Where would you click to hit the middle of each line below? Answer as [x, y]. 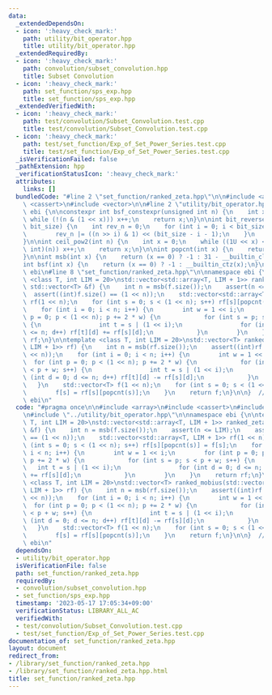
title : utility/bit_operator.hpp [79, 46]
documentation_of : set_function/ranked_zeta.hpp [92, 641]
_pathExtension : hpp [50, 167]
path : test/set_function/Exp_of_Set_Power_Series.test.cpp [125, 144]
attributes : [36, 182]
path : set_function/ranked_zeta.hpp [77, 573]
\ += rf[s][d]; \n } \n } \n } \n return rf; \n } [143, 475]
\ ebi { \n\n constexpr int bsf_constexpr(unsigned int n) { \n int [141, 211]
